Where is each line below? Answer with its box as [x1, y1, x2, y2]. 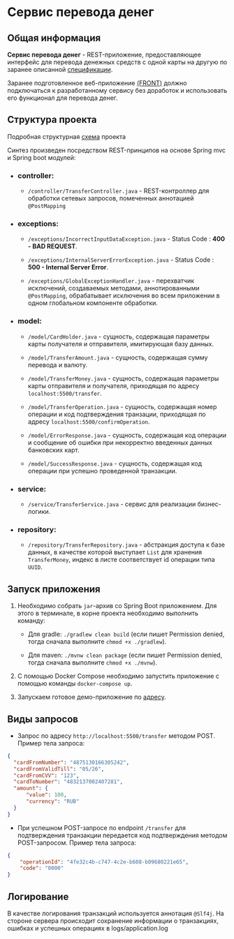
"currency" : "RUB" [25, 798, 80, 805]
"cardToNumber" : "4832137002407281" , [13, 778, 124, 785]
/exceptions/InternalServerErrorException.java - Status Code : [27, 256, 214, 264]
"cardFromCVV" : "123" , [13, 772, 80, 779]
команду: [17, 616, 45, 625]
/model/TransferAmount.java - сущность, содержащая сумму [27, 353, 208, 362]
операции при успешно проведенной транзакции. [27, 466, 177, 475]
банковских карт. [27, 445, 80, 454]
